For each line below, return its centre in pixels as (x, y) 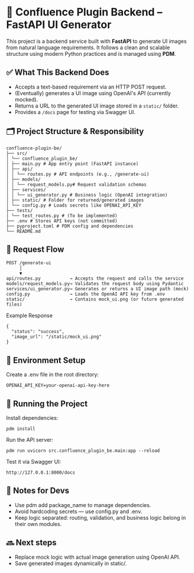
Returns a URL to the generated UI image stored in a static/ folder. (97, 106)
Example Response (30, 316)
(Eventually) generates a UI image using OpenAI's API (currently (93, 93)
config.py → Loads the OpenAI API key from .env (86, 294)
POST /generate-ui (29, 263)
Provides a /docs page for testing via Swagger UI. (75, 112)
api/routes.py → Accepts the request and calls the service (95, 278)
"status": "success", (38, 332)
